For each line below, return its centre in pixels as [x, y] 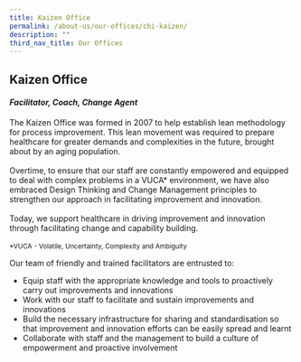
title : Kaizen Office [50, 18]
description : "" [40, 34]
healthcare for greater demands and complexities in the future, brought [142, 142]
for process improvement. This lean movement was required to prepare [142, 132]
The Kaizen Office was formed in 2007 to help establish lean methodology [148, 122]
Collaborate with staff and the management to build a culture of [141, 338]
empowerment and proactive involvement [100, 348]
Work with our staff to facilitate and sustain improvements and [138, 300]
